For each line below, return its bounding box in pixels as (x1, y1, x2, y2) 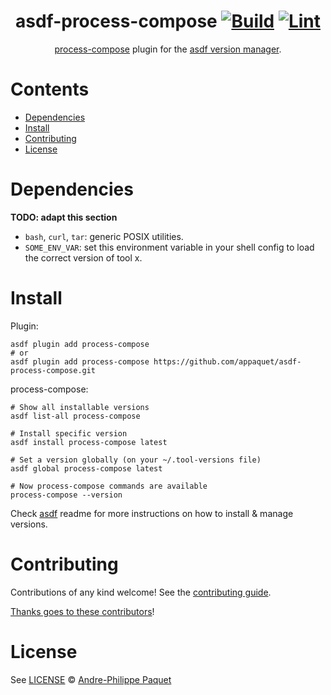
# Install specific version (10, 428, 128, 439)
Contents (10, 78, 90, 101)
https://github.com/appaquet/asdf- (153, 356, 302, 367)
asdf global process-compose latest (10, 463, 163, 474)
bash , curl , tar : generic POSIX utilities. (24, 230, 184, 242)
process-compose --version (10, 490, 123, 500)
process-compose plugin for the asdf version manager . (54, 43, 282, 55)
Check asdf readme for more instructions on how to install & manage (10, 507, 294, 519)
